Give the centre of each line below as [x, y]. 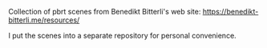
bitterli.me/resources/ [44, 20]
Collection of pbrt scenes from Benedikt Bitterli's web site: [105, 12]
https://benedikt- [231, 12]
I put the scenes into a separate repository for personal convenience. [122, 36]
